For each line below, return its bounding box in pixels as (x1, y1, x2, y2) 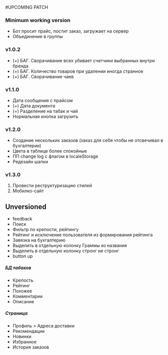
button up (12, 253, 33, 259)
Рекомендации (12, 328, 45, 334)
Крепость (12, 277, 34, 283)
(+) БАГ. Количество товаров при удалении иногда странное (12, 68, 143, 74)
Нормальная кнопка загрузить (12, 113, 79, 120)
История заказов (12, 344, 49, 350)
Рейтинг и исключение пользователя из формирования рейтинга (12, 232, 153, 238)
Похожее (12, 288, 33, 294)
